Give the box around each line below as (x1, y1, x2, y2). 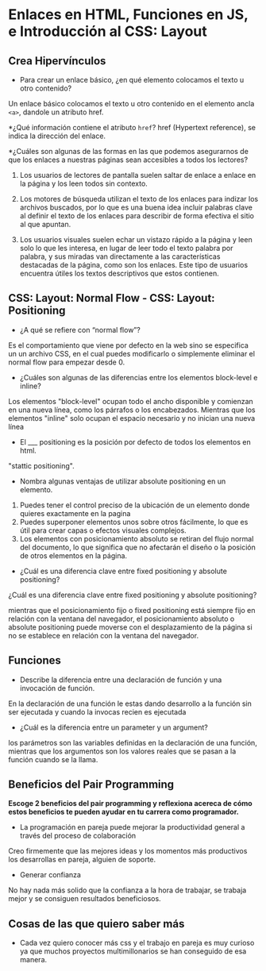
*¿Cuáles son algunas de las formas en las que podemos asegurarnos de (8, 147, 249, 156)
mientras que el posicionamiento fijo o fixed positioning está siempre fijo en (8, 605, 256, 615)
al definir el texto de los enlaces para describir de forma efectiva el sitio (19, 211, 255, 220)
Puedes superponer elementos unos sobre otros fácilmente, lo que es (19, 517, 249, 526)
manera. (19, 955, 48, 965)
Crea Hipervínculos (8, 54, 106, 67)
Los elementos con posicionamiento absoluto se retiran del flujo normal (19, 534, 254, 543)
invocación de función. (19, 683, 95, 692)
